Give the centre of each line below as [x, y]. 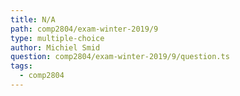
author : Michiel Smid [55, 47]
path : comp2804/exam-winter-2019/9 [84, 29]
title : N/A [33, 19]
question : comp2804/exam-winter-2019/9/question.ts [120, 57]
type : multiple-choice [57, 38]
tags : [21, 66]
